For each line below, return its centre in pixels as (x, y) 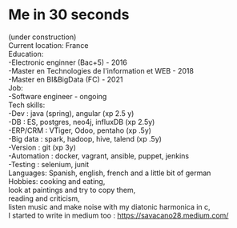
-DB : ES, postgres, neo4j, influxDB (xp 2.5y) (82, 122)
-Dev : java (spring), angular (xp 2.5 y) (71, 113)
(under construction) (42, 37)
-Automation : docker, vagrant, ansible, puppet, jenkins (99, 156)
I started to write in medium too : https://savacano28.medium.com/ (118, 215)
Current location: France (48, 45)
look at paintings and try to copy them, (72, 190)
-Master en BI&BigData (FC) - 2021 (66, 79)
